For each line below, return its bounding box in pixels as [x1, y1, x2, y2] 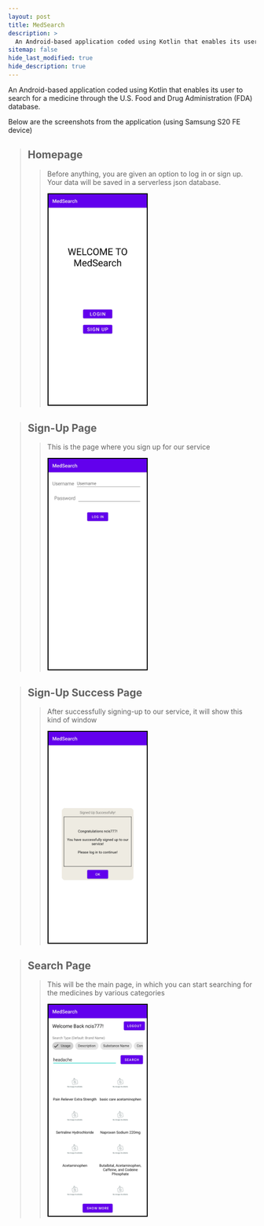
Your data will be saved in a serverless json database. [46, 177, 222, 186]
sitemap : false [8, 46, 58, 54]
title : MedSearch [8, 20, 65, 29]
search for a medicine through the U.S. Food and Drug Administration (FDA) [8, 93, 253, 102]
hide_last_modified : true [8, 54, 93, 62]
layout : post [8, 13, 51, 20]
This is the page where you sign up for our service [46, 441, 211, 452]
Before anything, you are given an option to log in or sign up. [46, 169, 244, 179]
